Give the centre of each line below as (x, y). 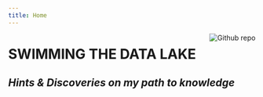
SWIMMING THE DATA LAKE (102, 54)
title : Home (27, 15)
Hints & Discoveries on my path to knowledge (122, 83)
